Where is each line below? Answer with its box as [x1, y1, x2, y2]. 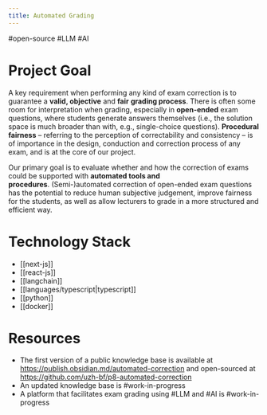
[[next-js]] [19, 259, 53, 268]
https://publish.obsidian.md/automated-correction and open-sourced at [19, 364, 257, 374]
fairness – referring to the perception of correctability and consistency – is [8, 130, 253, 139]
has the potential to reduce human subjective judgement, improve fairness [8, 188, 253, 198]
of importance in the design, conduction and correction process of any [8, 139, 241, 148]
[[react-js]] [19, 268, 56, 277]
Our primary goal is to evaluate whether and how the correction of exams [8, 162, 249, 172]
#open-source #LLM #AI [8, 33, 89, 43]
